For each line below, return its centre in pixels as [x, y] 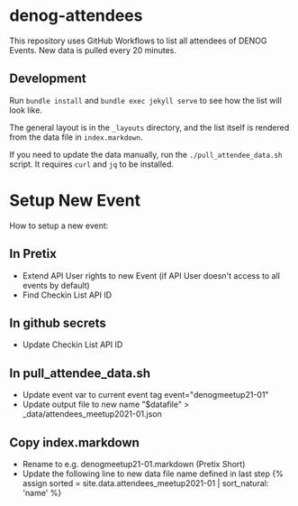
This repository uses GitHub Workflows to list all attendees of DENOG [138, 41]
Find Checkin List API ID [67, 295]
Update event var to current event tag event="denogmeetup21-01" [145, 395]
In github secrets [58, 322]
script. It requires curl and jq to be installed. [91, 164]
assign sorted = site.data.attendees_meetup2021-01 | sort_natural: [145, 483]
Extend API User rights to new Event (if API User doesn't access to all [151, 275]
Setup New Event [75, 200]
